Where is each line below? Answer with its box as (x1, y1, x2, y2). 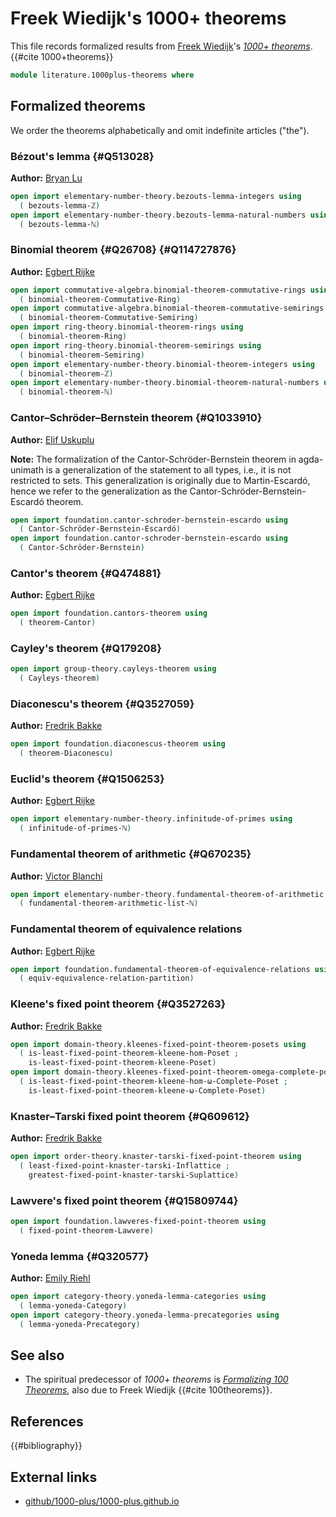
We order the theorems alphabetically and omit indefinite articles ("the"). (10, 124, 310, 136)
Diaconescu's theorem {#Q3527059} (10, 697, 195, 711)
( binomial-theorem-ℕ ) (19, 387, 114, 397)
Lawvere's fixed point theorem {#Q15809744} (10, 1193, 239, 1207)
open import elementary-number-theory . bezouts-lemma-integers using (10, 191, 302, 201)
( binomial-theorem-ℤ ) (19, 368, 114, 379)
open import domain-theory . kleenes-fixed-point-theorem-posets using (10, 1039, 307, 1049)
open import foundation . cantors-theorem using (10, 608, 208, 619)
